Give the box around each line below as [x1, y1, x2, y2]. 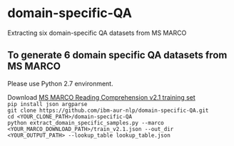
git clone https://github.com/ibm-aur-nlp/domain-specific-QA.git [7, 107, 209, 114]
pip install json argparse [7, 100, 88, 108]
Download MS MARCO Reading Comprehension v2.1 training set [7, 93, 196, 101]
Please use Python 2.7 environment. [7, 79, 113, 88]
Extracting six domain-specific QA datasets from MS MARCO [7, 28, 187, 37]
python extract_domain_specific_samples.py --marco [7, 119, 164, 126]
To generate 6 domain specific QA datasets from [7, 49, 228, 61]
